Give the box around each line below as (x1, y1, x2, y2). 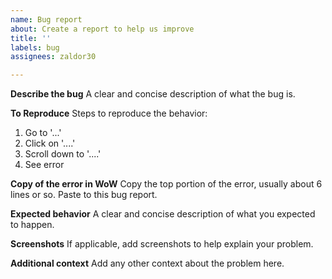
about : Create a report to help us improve (10, 24, 195, 34)
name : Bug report (10, 14, 83, 25)
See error (24, 159, 65, 171)
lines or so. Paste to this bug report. (10, 189, 158, 201)
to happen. (10, 219, 55, 231)
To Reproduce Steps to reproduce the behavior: (10, 107, 208, 120)
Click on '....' (24, 137, 76, 150)
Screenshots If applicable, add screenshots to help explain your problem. (10, 238, 314, 250)
